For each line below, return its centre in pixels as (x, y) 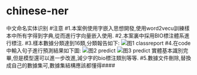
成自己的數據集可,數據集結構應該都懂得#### (61, 65)
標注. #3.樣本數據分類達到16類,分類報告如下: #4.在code (101, 43)
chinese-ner (37, 11)
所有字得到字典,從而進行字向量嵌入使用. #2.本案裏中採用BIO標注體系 (101, 35)
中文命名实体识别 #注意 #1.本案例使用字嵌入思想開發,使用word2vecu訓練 (96, 28)
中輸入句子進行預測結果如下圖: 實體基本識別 (95, 50)
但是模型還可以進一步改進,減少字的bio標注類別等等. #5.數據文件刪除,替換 (102, 58)
